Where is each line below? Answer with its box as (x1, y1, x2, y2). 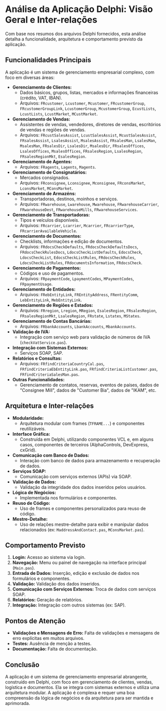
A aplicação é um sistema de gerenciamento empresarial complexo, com (5, 69, 155, 75)
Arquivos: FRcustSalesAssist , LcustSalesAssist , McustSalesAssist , (19, 132, 157, 138)
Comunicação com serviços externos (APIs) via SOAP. (19, 473, 132, 479)
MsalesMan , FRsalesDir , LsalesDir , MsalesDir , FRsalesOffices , (19, 143, 146, 149)
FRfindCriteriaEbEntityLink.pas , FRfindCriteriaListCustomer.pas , (19, 366, 158, 372)
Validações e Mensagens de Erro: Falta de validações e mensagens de (12, 630, 160, 636)
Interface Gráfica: (12, 431, 50, 437)
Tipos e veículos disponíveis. (19, 217, 80, 223)
